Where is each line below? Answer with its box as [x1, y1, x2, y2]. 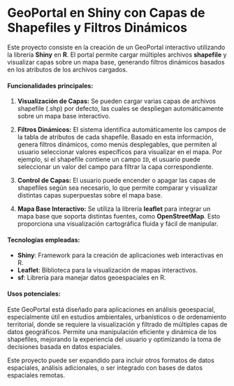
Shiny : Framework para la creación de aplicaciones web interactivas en [17, 251, 224, 260]
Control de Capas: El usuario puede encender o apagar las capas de [17, 177, 216, 185]
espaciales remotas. [7, 371, 66, 379]
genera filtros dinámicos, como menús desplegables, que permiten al [17, 140, 217, 149]
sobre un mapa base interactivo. [17, 112, 110, 120]
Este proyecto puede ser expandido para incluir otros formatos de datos [7, 356, 214, 364]
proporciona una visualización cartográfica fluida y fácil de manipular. [17, 219, 219, 228]
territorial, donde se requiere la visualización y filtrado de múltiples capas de [7, 320, 228, 329]
